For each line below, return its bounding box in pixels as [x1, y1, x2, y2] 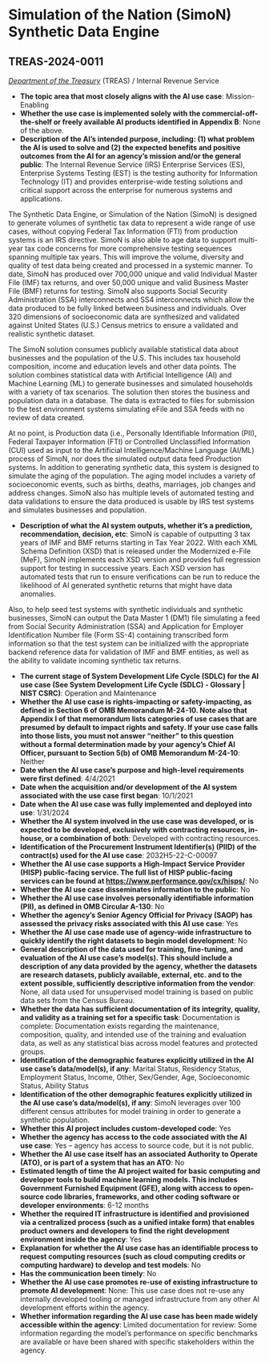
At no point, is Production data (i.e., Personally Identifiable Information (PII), [8, 428, 257, 438]
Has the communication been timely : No [19, 1269, 157, 1278]
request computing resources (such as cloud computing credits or [19, 1251, 246, 1261]
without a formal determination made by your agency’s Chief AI [19, 740, 236, 749]
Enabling [19, 100, 50, 109]
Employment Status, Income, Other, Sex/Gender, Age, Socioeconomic [19, 1072, 251, 1082]
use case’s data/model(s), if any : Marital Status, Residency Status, [19, 1064, 242, 1073]
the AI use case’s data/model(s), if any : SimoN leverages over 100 [19, 1098, 242, 1108]
